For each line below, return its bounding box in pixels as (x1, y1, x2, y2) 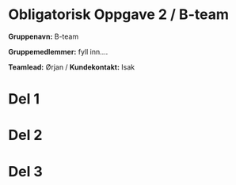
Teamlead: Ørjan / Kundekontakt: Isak (8, 62, 135, 72)
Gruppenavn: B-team (8, 32, 79, 41)
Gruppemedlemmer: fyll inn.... (8, 47, 108, 56)
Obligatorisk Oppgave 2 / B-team (8, 6, 230, 24)
